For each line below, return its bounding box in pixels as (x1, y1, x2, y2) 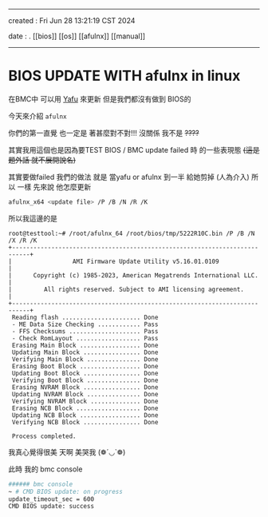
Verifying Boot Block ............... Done (11, 376, 159, 384)
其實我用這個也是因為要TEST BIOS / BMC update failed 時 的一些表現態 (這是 (8, 145, 260, 154)
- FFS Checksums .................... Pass (11, 327, 159, 336)
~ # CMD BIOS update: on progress (8, 487, 124, 495)
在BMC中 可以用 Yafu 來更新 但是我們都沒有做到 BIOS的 (8, 93, 191, 104)
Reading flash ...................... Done (11, 313, 159, 321)
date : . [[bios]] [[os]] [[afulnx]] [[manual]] (8, 31, 146, 41)
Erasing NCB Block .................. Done (11, 404, 159, 412)
